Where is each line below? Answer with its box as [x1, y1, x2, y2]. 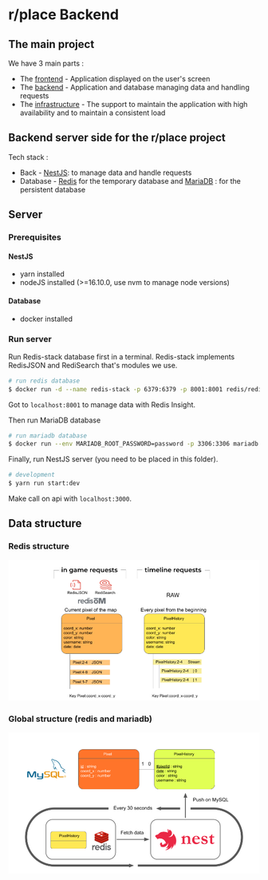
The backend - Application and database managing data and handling [19, 82, 250, 92]
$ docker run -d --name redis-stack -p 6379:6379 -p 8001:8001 [8, 385, 223, 393]
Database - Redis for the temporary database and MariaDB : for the [19, 176, 241, 185]
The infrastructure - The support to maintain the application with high [19, 100, 248, 109]
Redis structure [8, 541, 69, 552]
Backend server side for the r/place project [8, 131, 226, 145]
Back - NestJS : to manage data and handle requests [19, 168, 192, 177]
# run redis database [8, 377, 81, 385]
